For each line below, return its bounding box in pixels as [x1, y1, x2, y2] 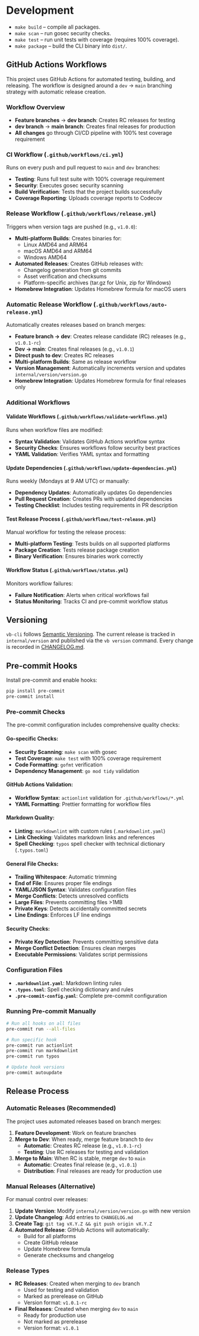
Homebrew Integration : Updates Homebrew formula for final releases [14, 377, 187, 384]
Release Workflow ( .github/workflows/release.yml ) [6, 209, 156, 218]
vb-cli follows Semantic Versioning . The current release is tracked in [6, 630, 175, 638]
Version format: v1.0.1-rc [23, 1299, 87, 1306]
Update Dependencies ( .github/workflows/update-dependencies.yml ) [6, 464, 177, 471]
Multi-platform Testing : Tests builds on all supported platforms [14, 540, 170, 548]
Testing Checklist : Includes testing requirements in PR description [14, 502, 178, 509]
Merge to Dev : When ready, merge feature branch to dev [14, 1136, 153, 1143]
